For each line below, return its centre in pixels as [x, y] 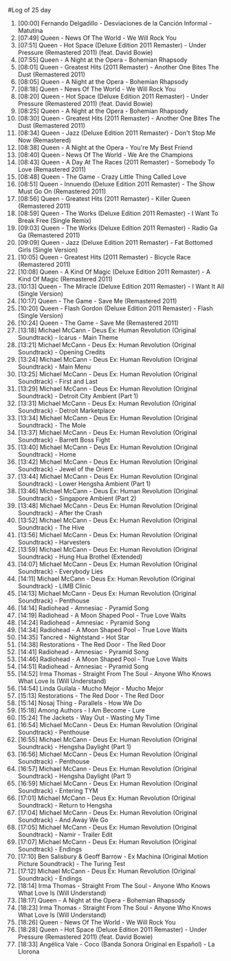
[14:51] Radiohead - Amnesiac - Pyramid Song [83, 666]
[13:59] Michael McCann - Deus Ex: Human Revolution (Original [108, 549]
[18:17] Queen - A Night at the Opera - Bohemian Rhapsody [101, 900]
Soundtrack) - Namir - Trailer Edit [65, 834]
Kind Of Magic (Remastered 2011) [65, 279]
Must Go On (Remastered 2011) [62, 191]
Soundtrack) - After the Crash [60, 513]
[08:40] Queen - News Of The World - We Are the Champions [105, 155]
